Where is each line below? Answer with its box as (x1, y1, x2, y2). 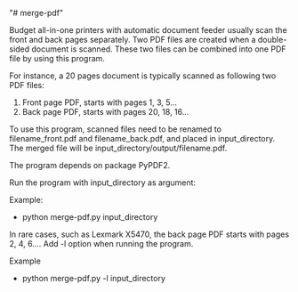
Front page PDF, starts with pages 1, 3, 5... (21, 97, 178, 108)
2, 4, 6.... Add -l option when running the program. (9, 239, 194, 248)
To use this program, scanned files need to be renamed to (9, 124, 222, 134)
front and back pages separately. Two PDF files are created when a (9, 35, 256, 45)
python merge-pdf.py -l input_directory (21, 273, 166, 283)
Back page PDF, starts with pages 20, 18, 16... (21, 107, 189, 117)
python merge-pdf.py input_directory (21, 212, 158, 222)
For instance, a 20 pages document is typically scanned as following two (9, 70, 277, 81)
